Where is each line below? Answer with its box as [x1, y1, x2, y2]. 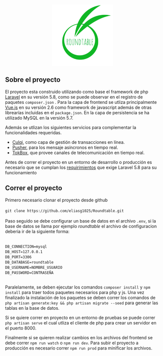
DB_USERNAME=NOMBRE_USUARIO [5, 265, 63, 270]
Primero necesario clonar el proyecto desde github [5, 197, 108, 203]
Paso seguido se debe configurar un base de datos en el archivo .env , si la [5, 218, 156, 224]
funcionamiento [5, 169, 37, 175]
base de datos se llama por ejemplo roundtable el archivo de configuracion [5, 223, 157, 229]
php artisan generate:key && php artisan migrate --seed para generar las [5, 300, 159, 306]
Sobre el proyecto [5, 76, 60, 84]
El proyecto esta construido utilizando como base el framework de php [5, 89, 149, 95]
